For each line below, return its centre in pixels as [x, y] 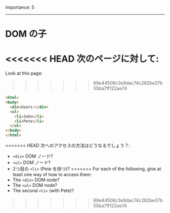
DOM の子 [26, 34]
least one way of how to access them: [52, 174]
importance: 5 [20, 7]
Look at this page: [24, 73]
